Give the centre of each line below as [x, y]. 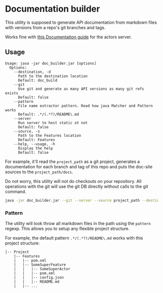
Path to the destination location [53, 76]
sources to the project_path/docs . [39, 172]
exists [12, 93]
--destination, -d [32, 72]
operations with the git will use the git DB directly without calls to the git [77, 186]
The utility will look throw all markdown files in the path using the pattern [78, 223]
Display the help [35, 148]
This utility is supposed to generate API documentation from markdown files [81, 22]
